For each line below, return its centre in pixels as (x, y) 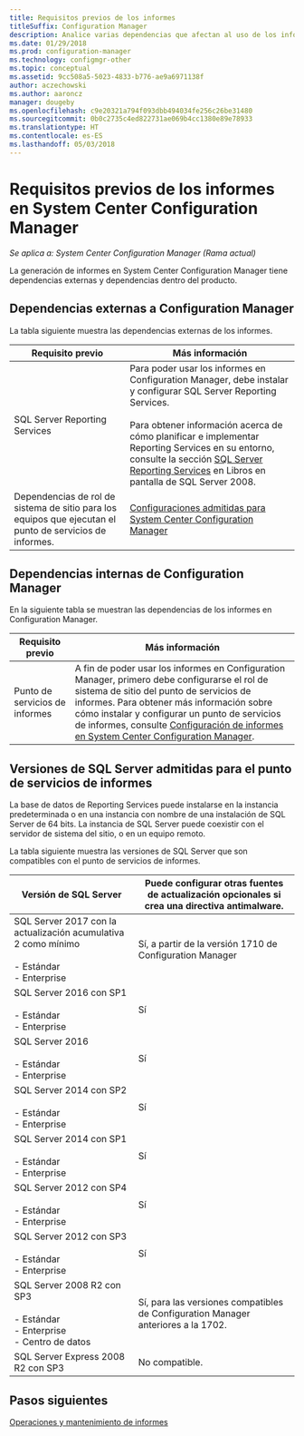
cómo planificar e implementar (195, 436)
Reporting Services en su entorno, (202, 447)
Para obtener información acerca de (206, 425)
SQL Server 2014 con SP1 (71, 1139)
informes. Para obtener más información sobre (174, 702)
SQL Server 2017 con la (66, 922)
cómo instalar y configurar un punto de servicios (178, 714)
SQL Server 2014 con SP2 (71, 1090)
